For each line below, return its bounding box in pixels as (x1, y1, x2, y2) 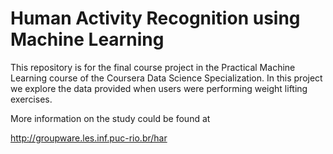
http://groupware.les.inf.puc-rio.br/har (10, 132, 168, 144)
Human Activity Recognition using (10, 7, 301, 30)
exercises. (10, 93, 53, 105)
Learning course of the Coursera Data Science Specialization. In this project (10, 72, 323, 84)
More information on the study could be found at (10, 112, 211, 124)
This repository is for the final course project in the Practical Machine (10, 61, 296, 73)
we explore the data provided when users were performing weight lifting (10, 82, 308, 94)
